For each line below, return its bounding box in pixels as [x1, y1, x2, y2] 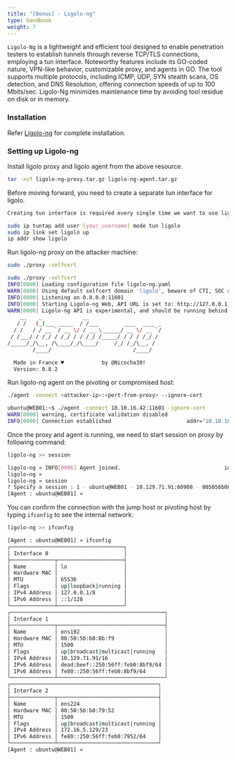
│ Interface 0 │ [7, 550, 128, 557]
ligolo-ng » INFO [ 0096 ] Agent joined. [7, 464, 121, 471]
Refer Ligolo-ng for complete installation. [7, 128, 126, 137]
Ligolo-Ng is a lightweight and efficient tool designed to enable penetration [7, 43, 224, 51]
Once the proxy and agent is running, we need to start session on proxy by [7, 430, 223, 438]
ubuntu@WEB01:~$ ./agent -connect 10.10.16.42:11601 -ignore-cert [7, 405, 206, 412]
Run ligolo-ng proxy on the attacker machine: [7, 248, 138, 257]
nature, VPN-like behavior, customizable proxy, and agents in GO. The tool [7, 65, 223, 74]
